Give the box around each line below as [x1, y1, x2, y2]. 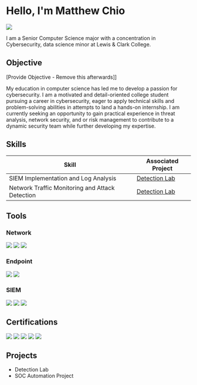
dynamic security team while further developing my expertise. [6, 122, 157, 129]
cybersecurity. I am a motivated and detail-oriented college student [6, 91, 169, 98]
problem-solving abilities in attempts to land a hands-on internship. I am [6, 103, 180, 111]
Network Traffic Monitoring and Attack [9, 183, 115, 192]
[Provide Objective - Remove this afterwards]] [6, 73, 117, 81]
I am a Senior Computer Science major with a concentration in [6, 34, 157, 42]
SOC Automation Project [14, 372, 74, 380]
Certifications [6, 317, 58, 327]
